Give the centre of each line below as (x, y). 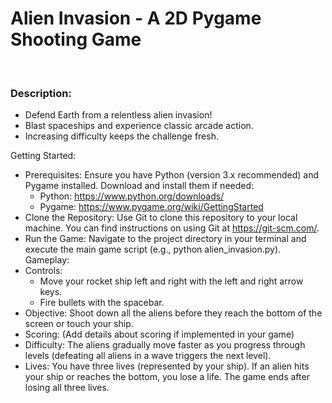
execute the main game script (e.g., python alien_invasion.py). (153, 249)
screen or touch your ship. (79, 324)
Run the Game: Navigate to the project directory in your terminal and (165, 239)
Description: (41, 93)
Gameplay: (47, 260)
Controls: (43, 271)
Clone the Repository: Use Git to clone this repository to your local (161, 218)
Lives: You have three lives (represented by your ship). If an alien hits (167, 366)
